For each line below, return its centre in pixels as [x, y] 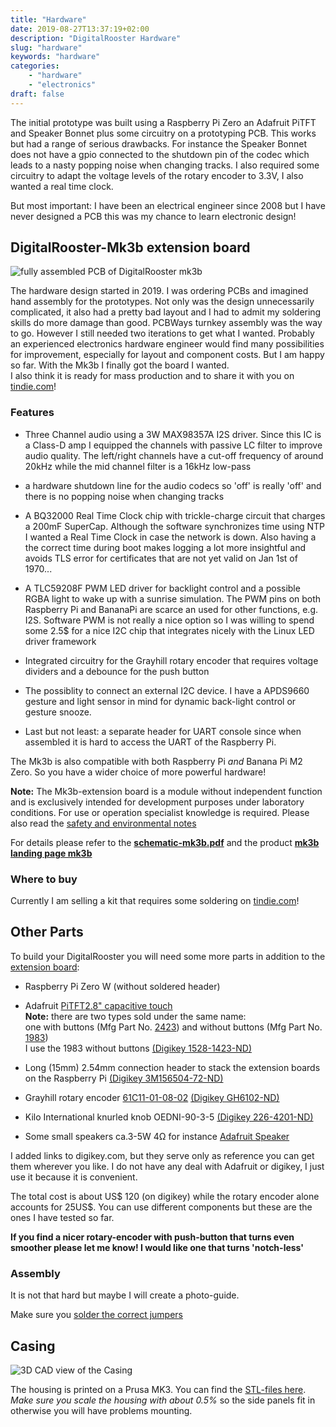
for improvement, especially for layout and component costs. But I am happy [167, 355]
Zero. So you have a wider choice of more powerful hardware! [138, 772]
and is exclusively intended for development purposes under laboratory [157, 802]
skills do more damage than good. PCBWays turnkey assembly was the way [166, 323]
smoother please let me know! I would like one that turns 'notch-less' [157, 1247]
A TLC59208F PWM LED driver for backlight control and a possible [162, 588]
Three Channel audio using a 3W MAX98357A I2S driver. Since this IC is [173, 434]
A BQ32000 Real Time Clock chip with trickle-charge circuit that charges [175, 515]
